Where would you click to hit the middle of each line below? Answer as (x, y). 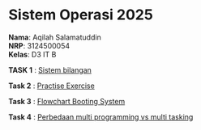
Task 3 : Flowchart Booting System (67, 101)
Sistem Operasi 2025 (81, 15)
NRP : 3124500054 (39, 45)
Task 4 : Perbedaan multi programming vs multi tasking (101, 117)
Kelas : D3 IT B (32, 54)
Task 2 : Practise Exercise (51, 86)
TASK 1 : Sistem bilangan (50, 69)
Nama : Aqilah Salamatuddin (55, 37)
